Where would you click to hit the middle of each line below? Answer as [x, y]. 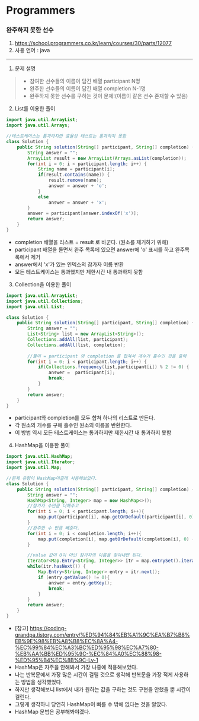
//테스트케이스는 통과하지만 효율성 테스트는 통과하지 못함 [66, 136]
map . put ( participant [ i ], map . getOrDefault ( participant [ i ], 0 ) [116, 517]
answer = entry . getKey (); [80, 583]
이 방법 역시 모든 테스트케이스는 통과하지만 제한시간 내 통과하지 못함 [93, 433]
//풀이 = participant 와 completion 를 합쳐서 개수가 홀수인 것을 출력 [107, 356]
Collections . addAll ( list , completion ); [77, 345]
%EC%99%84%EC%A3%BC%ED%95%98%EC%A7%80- [86, 647]
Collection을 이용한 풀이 [43, 284]
